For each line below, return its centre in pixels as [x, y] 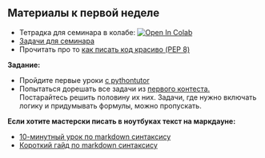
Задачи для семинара [57, 41]
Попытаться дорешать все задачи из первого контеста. [114, 89]
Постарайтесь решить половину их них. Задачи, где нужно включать [138, 97]
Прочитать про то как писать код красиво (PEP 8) [104, 49]
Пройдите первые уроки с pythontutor [84, 80]
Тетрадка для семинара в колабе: [77, 32]
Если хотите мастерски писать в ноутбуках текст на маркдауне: [122, 121]
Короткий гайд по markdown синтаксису [88, 145]
